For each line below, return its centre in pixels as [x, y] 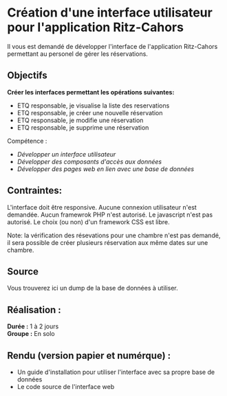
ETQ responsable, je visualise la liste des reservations [93, 106]
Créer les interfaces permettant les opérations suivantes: [91, 92]
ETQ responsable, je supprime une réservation [83, 127]
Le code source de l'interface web [66, 387]
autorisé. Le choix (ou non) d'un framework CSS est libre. [88, 221]
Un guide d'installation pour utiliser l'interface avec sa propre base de [116, 372]
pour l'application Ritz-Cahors [96, 27]
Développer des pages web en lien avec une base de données [106, 169]
